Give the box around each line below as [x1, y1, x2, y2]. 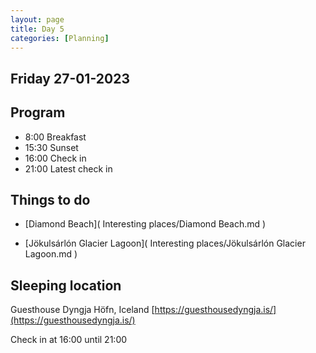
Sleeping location [10, 277, 122, 294]
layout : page [10, 14, 65, 25]
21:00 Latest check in [24, 162, 113, 175]
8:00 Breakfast [24, 131, 87, 143]
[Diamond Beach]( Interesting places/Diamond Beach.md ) [24, 218, 267, 230]
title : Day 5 [10, 24, 65, 34]
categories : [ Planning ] [10, 33, 110, 43]
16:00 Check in [24, 152, 87, 164]
